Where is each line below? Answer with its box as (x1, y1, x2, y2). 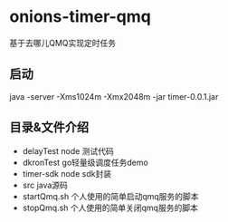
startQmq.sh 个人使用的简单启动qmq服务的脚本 (22, 190, 199, 201)
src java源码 (22, 179, 68, 190)
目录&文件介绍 (9, 120, 90, 135)
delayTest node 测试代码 (22, 145, 115, 156)
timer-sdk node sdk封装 (22, 168, 111, 179)
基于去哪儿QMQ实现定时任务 (9, 37, 117, 48)
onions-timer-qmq (9, 6, 151, 27)
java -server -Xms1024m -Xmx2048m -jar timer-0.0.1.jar (9, 91, 219, 101)
